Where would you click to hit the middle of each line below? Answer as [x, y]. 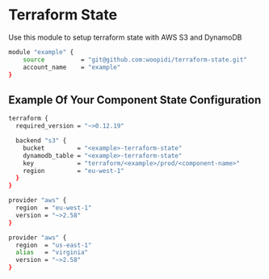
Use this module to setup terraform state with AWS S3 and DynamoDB [125, 37]
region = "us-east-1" [54, 245]
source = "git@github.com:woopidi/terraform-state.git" [135, 59]
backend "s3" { [41, 141]
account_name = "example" [72, 67]
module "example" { [41, 52]
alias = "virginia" [52, 252]
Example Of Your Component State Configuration [135, 100]
